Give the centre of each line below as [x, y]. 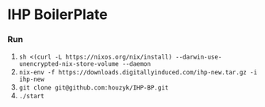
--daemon [136, 64]
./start [31, 97]
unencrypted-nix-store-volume [69, 64]
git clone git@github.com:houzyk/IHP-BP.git [94, 88]
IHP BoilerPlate [58, 15]
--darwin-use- [198, 57]
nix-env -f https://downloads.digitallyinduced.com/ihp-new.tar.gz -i [138, 73]
